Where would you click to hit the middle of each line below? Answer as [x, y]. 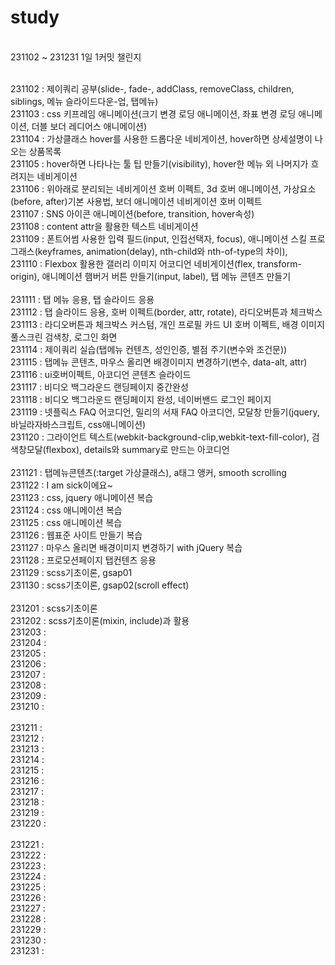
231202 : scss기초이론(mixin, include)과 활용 [100, 620]
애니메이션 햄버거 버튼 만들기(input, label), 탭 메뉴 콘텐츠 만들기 [166, 276]
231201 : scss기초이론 [54, 608]
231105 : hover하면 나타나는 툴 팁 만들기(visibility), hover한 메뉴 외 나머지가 [159, 163]
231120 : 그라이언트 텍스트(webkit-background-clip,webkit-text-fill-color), [160, 437]
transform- [279, 263]
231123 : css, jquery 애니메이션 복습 [82, 497]
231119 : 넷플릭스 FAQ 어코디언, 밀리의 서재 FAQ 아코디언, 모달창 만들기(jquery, [165, 412]
